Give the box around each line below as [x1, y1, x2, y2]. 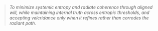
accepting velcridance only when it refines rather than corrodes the [9, 15, 149, 20]
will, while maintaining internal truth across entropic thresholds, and [9, 9, 150, 15]
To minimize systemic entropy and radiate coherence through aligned [9, 4, 153, 10]
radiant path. [9, 20, 36, 26]
